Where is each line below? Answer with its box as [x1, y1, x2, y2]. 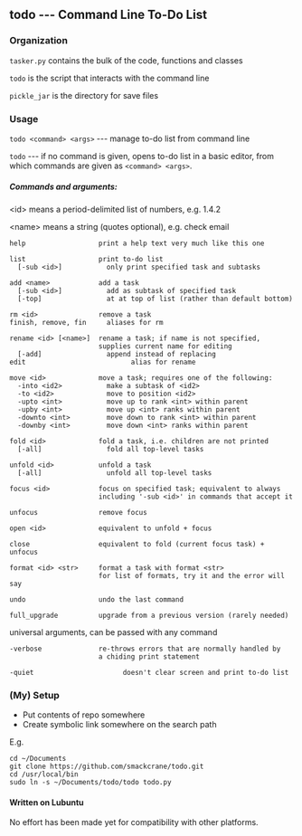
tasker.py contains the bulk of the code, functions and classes [9, 54, 243, 66]
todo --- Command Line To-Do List [9, 7, 208, 23]
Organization [9, 34, 68, 47]
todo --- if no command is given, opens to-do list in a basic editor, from [9, 150, 274, 161]
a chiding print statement [98, 651, 201, 661]
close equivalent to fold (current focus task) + [9, 539, 265, 548]
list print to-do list [9, 254, 165, 263]
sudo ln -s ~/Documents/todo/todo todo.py [9, 778, 172, 787]
